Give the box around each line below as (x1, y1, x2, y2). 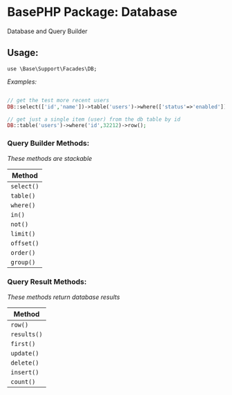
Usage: (7, 47, 39, 59)
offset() (10, 239, 39, 247)
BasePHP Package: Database (7, 4, 178, 20)
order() (10, 249, 36, 256)
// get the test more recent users (7, 97, 110, 104)
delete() (10, 358, 39, 367)
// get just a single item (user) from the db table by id (7, 115, 181, 123)
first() (10, 340, 36, 347)
